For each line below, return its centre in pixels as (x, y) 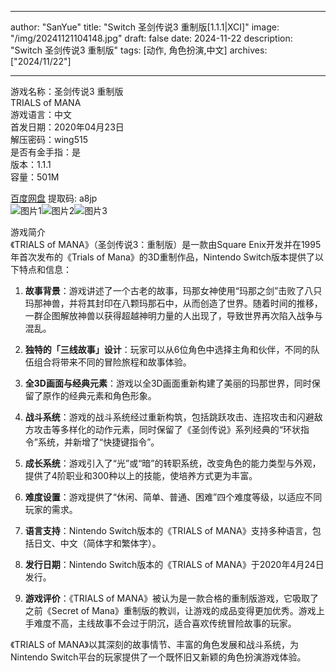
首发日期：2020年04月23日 (67, 127)
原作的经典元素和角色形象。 (99, 395)
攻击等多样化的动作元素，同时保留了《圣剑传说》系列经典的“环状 (167, 429)
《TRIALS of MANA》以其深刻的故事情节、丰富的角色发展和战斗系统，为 (155, 644)
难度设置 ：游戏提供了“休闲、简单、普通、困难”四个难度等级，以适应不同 (173, 497)
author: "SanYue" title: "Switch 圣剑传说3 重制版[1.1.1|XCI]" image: (145, 27)
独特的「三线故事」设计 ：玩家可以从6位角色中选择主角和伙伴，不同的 (168, 349)
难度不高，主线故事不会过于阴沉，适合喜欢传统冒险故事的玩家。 (165, 623)
